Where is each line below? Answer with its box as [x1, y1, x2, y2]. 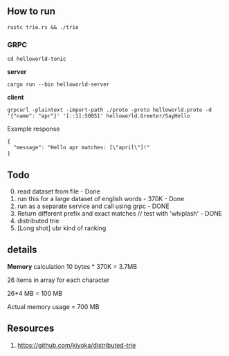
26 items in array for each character [7, 276, 110, 284]
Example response [7, 124, 60, 133]
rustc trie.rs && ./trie [7, 24, 79, 30]
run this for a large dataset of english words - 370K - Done [17, 194, 185, 203]
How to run [7, 6, 56, 17]
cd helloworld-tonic [7, 55, 67, 63]
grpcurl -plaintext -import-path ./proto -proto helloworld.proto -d [7, 106, 212, 113]
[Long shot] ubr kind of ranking [17, 224, 107, 232]
